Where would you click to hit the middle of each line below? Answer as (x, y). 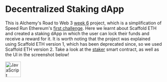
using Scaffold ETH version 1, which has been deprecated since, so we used (83, 44)
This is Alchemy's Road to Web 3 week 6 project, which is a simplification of (83, 23)
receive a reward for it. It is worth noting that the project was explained (78, 39)
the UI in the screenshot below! (37, 54)
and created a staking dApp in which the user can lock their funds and (77, 33)
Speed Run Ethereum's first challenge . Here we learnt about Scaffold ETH (81, 28)
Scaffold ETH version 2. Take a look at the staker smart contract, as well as (82, 49)
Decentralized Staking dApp (65, 9)
